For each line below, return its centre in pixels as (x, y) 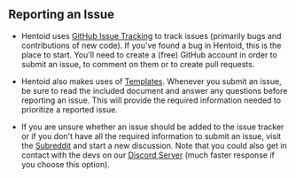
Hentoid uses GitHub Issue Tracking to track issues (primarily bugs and (151, 35)
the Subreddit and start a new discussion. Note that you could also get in (154, 145)
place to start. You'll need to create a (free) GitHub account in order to (149, 54)
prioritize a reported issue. (70, 109)
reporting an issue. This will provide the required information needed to (151, 100)
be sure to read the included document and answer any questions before (154, 90)
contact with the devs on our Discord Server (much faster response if (148, 155)
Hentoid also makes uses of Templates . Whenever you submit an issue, (151, 81)
